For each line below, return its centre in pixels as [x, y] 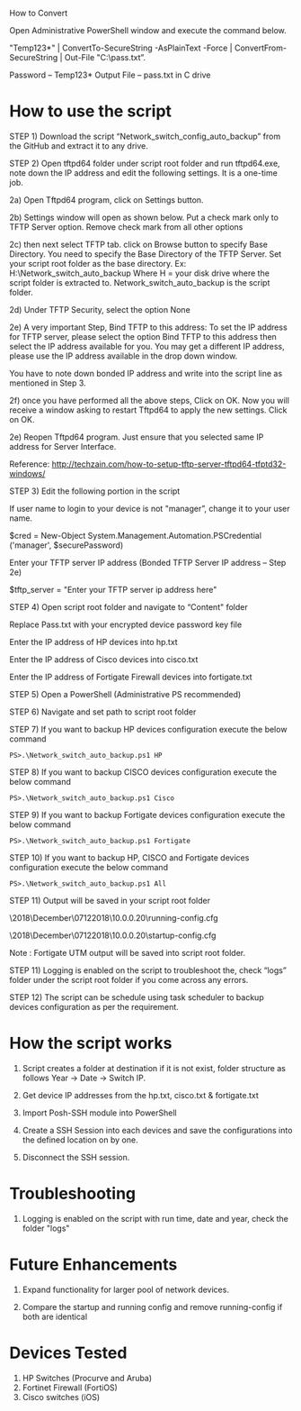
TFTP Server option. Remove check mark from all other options [126, 227]
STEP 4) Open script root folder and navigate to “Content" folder [129, 606]
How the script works [91, 1043]
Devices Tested [68, 1353]
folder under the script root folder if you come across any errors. [129, 979]
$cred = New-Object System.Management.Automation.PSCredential [136, 535]
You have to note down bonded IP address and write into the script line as [146, 373]
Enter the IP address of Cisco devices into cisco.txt [104, 659]
